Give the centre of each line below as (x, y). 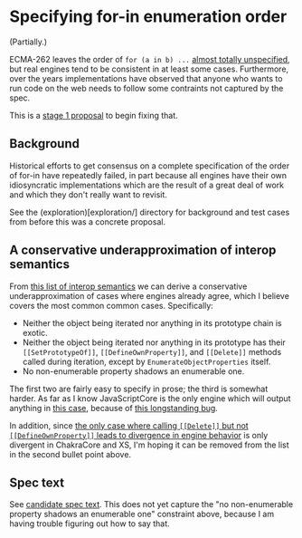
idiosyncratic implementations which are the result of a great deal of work (147, 185)
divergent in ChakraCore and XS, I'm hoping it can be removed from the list (149, 445)
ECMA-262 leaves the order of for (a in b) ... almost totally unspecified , (150, 59)
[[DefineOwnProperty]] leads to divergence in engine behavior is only (139, 435)
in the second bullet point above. (71, 454)
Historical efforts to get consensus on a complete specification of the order (150, 166)
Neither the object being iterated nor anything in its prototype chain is (152, 322)
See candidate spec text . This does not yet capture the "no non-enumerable (151, 504)
